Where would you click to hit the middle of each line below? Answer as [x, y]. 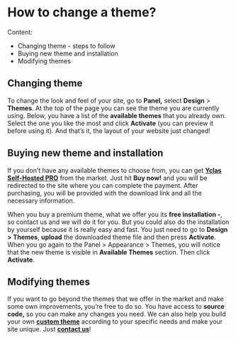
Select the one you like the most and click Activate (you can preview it [111, 123]
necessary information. [41, 201]
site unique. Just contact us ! [49, 329]
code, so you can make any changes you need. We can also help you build [117, 314]
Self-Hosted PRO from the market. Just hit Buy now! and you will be [107, 178]
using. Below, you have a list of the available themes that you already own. [117, 115]
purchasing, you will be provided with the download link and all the [105, 193]
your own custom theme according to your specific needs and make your [115, 322]
